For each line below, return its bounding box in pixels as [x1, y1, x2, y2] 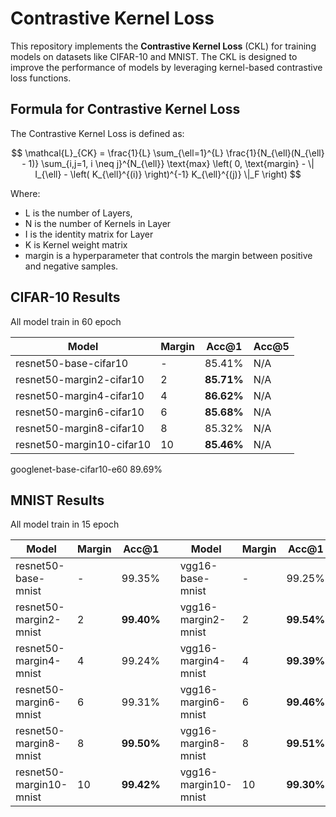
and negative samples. [24, 260, 119, 272]
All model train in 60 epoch [10, 315, 122, 327]
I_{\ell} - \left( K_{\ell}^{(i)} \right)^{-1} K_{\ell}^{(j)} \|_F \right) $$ [34, 168, 302, 180]
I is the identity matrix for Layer [24, 228, 154, 240]
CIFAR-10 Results [10, 289, 121, 306]
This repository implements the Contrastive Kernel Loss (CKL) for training [10, 40, 317, 52]
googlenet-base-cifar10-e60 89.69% [10, 463, 163, 475]
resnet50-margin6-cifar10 [15, 405, 145, 419]
